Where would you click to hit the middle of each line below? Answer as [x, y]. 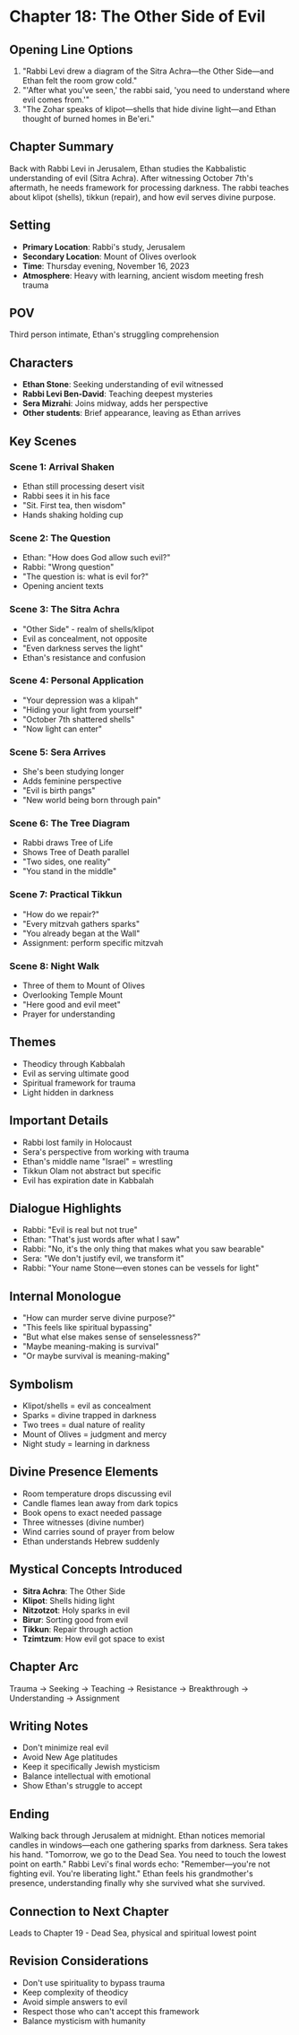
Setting [30, 225]
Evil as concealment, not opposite [85, 638]
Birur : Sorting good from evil [75, 1619]
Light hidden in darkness [68, 1092]
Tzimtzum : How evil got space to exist [94, 1639]
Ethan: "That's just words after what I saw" [101, 1240]
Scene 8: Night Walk [55, 966]
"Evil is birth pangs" [59, 791]
